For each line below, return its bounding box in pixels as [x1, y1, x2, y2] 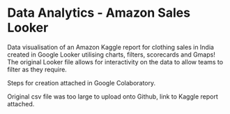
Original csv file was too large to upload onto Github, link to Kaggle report [7, 92, 218, 101]
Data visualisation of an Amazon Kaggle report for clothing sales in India [7, 43, 215, 51]
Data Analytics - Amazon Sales [7, 5, 190, 21]
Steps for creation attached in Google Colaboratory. [7, 78, 156, 87]
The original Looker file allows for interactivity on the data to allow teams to [7, 57, 224, 66]
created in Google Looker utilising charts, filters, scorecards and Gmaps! [7, 50, 216, 59]
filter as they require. [7, 65, 68, 73]
